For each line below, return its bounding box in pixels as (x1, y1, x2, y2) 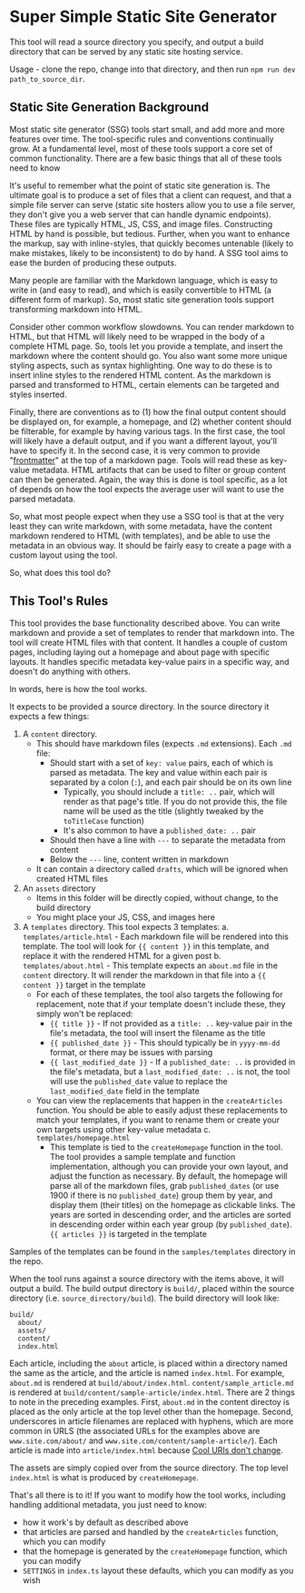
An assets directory (22, 883, 96, 894)
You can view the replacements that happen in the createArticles (35, 1094, 283, 1105)
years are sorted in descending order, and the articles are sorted (49, 1209, 291, 1220)
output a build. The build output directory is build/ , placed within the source (9, 1282, 295, 1293)
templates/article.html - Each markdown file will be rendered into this (22, 931, 289, 942)
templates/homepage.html (35, 1133, 131, 1143)
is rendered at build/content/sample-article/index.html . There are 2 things (9, 1387, 295, 1398)
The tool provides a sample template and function (49, 1151, 236, 1162)
